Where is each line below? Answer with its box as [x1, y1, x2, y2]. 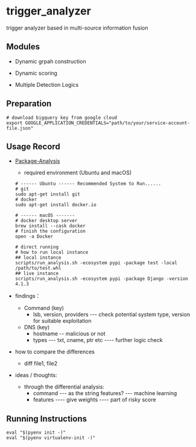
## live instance [14, 270, 59, 277]
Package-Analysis [14, 157, 60, 165]
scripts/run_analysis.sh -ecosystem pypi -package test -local [14, 260, 178, 266]
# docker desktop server [14, 218, 78, 224]
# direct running [14, 244, 59, 250]
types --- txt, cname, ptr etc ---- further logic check [33, 337, 163, 344]
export [6, 119, 23, 126]
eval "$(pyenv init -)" [6, 430, 66, 436]
